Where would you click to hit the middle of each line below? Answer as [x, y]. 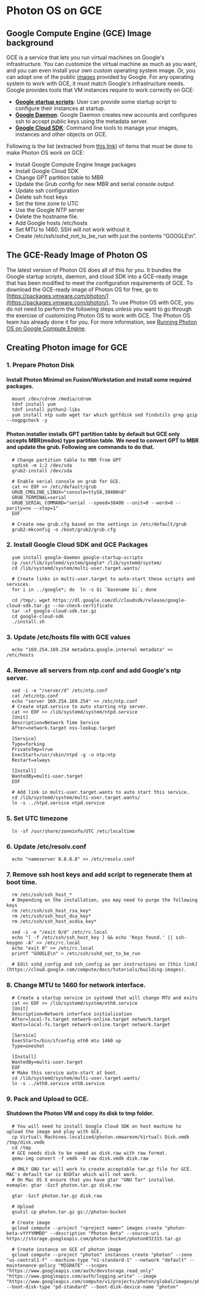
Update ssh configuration [47, 191]
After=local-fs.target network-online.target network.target [91, 1019]
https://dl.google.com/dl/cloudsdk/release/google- [120, 600]
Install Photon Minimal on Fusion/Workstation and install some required [99, 379]
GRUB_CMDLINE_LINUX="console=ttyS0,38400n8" [69, 492]
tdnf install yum [34, 404]
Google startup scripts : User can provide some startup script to [96, 102]
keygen [15, 943]
